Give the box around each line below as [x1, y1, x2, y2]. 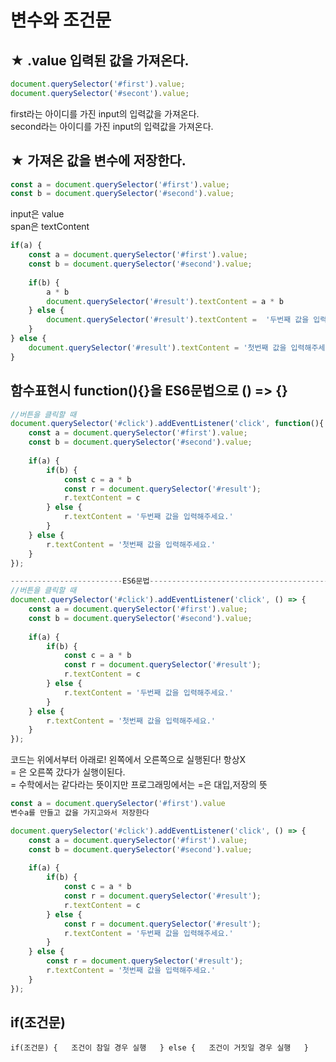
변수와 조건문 [10, 9, 112, 32]
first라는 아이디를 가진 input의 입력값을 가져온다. [10, 107, 200, 120]
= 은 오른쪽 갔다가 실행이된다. [10, 766, 126, 778]
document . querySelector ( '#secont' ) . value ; [10, 88, 190, 98]
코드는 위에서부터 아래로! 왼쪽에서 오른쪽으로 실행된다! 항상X [10, 754, 247, 766]
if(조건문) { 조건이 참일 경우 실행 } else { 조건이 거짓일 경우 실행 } [10, 1043, 309, 1053]
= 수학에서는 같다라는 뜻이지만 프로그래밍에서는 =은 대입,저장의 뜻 [10, 779, 268, 791]
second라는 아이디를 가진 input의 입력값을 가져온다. [10, 120, 214, 132]
